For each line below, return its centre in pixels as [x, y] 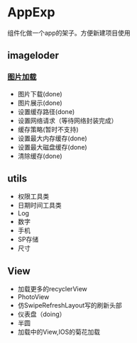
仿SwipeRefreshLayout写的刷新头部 [70, 305]
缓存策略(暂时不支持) [48, 129]
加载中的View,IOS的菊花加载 [59, 332]
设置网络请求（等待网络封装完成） [67, 120]
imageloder [33, 56]
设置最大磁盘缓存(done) [52, 147]
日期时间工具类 [39, 206]
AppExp [31, 12]
